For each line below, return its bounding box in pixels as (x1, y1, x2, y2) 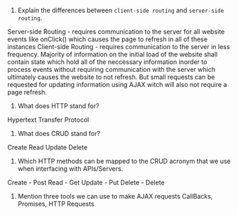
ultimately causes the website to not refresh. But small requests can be (7, 73, 215, 81)
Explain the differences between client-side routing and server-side (17, 6, 225, 14)
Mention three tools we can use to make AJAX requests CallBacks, (17, 192, 213, 200)
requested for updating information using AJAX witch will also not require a (7, 80, 227, 88)
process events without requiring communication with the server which (7, 65, 215, 73)
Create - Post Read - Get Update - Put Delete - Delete (7, 178, 165, 187)
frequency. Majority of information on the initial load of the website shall (7, 50, 218, 58)
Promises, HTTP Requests (17, 199, 94, 208)
